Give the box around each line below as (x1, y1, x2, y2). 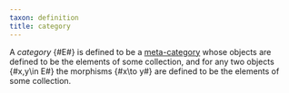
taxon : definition (9, 13, 79, 23)
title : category (9, 22, 71, 31)
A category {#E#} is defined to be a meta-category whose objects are (9, 46, 272, 57)
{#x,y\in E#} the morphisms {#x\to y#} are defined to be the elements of (9, 65, 280, 77)
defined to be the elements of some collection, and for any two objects (9, 56, 274, 67)
